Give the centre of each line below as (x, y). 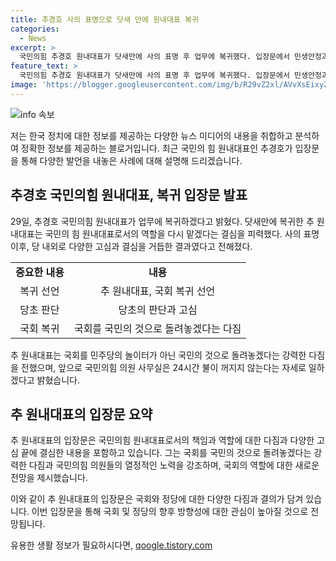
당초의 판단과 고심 (158, 309)
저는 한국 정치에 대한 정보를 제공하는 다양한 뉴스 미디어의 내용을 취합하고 (151, 135)
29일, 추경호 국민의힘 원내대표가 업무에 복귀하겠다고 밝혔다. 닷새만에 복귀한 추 (162, 221)
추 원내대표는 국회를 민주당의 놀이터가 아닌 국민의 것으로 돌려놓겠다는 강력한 (158, 355)
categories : (35, 29)
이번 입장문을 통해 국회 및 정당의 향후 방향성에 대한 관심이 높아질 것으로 (170, 512)
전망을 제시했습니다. (49, 478)
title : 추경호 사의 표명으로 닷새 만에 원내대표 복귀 (104, 19)
